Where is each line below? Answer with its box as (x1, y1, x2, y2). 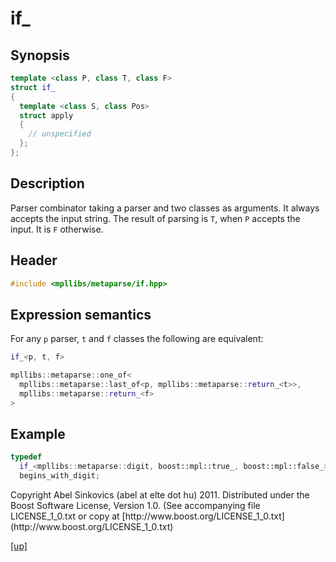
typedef (10, 452, 43, 462)
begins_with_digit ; (19, 471, 101, 481)
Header (10, 252, 58, 269)
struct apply (19, 110, 74, 121)
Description (10, 175, 85, 192)
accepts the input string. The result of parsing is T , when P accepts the (10, 212, 301, 224)
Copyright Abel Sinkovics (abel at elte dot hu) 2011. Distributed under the (10, 489, 310, 501)
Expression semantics (10, 306, 152, 323)
